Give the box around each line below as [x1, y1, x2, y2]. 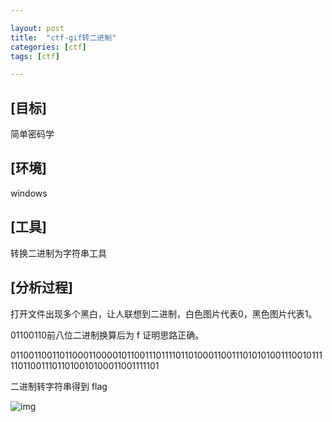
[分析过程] [10, 279, 73, 296]
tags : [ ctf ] [10, 51, 60, 61]
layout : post [10, 23, 65, 33]
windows [10, 187, 48, 199]
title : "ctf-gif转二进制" [10, 32, 117, 43]
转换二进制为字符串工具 [10, 247, 107, 259]
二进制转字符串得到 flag [10, 380, 108, 392]
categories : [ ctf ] [10, 42, 87, 52]
